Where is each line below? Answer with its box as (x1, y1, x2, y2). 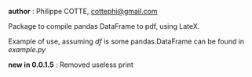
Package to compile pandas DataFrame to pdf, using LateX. (8, 22, 200, 30)
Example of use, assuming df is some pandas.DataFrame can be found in (8, 37, 245, 46)
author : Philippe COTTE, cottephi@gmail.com (8, 7, 159, 16)
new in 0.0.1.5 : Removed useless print (8, 60, 133, 69)
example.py (8, 45, 46, 54)
